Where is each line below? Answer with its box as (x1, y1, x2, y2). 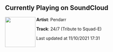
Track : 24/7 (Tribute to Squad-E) (36, 26, 102, 32)
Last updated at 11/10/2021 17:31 (36, 35, 100, 41)
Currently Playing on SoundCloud (5, 4, 109, 12)
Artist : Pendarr (36, 16, 66, 22)
